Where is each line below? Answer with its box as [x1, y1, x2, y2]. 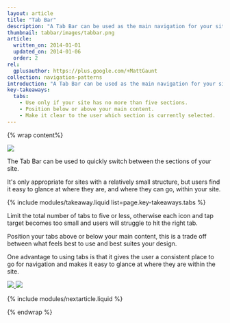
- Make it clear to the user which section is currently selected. [19, 112, 216, 119]
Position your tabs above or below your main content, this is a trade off [7, 232, 207, 240]
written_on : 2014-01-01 [13, 42, 81, 49]
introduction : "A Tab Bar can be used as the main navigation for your [7, 80, 216, 87]
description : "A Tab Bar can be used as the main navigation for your [7, 23, 213, 29]
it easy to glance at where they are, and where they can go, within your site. [7, 184, 221, 193]
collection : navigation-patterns [7, 73, 103, 81]
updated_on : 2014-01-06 [13, 49, 81, 56]
